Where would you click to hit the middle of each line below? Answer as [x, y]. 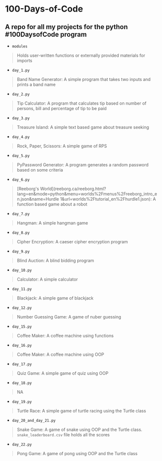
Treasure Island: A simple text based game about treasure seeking [83, 127]
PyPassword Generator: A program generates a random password [83, 165]
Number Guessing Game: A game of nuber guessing [69, 317]
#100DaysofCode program [46, 34]
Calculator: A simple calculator [47, 279]
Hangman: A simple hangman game [52, 223]
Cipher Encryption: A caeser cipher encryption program [72, 242]
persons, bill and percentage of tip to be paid [62, 108]
